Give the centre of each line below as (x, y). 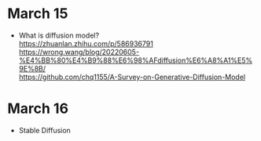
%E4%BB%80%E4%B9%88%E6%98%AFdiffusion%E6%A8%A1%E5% (136, 60)
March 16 (38, 108)
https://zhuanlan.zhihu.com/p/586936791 (86, 43)
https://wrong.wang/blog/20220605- (79, 52)
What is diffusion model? (59, 35)
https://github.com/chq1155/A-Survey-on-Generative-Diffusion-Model (132, 77)
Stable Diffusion (45, 130)
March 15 (38, 14)
